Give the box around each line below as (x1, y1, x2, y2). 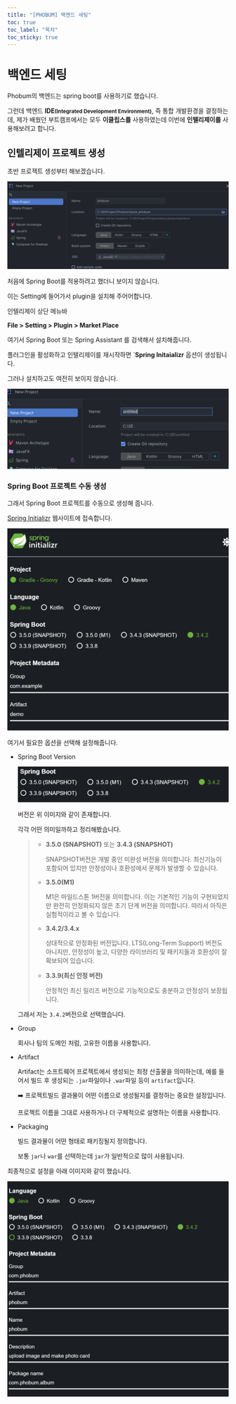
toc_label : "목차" (7, 26, 58, 33)
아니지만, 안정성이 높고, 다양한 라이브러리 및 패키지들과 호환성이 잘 (45, 948, 228, 956)
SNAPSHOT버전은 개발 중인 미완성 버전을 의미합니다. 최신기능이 (45, 855, 223, 864)
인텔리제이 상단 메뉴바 (7, 306, 68, 315)
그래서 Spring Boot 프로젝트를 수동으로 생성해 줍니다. (7, 499, 155, 507)
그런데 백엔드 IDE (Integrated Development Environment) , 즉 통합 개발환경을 (7, 106, 204, 116)
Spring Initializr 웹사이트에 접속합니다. (7, 514, 112, 522)
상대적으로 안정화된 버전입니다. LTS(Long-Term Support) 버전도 (45, 939, 223, 948)
